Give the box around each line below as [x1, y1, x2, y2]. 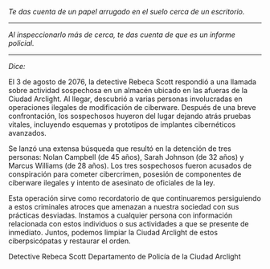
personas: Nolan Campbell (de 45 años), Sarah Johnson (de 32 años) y [8, 153, 244, 161]
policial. [8, 39, 35, 47]
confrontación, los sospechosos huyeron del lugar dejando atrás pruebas [8, 112, 252, 120]
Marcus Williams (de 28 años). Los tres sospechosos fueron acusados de [8, 161, 252, 170]
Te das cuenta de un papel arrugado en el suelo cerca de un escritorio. [8, 7, 245, 16]
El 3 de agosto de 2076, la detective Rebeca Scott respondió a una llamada [8, 77, 257, 87]
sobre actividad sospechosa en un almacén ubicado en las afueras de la [8, 86, 247, 95]
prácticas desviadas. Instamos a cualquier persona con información [8, 210, 233, 220]
